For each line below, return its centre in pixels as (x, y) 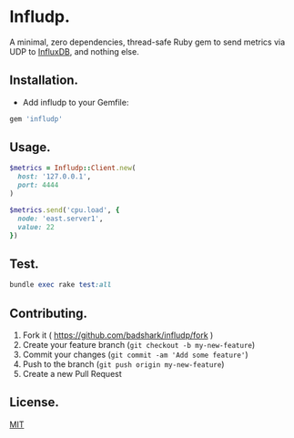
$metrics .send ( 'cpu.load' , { (65, 210)
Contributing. (49, 313)
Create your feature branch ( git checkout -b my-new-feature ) (139, 344)
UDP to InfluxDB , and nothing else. (74, 51)
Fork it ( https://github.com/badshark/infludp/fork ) (118, 335)
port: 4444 (38, 185)
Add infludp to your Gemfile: (76, 102)
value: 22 (36, 227)
